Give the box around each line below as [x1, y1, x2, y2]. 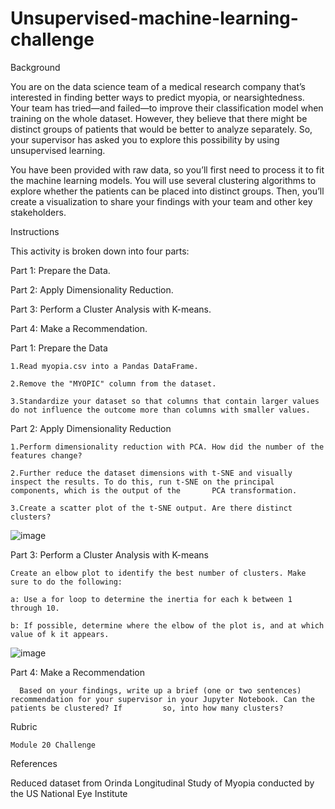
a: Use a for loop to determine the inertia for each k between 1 [10, 594, 293, 604]
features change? [10, 450, 83, 461]
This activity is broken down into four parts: [10, 245, 190, 257]
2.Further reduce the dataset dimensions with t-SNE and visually [10, 468, 293, 478]
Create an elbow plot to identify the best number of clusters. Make [10, 568, 307, 578]
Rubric [10, 720, 38, 732]
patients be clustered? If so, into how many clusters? [10, 703, 284, 713]
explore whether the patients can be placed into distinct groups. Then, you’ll [10, 185, 325, 197]
